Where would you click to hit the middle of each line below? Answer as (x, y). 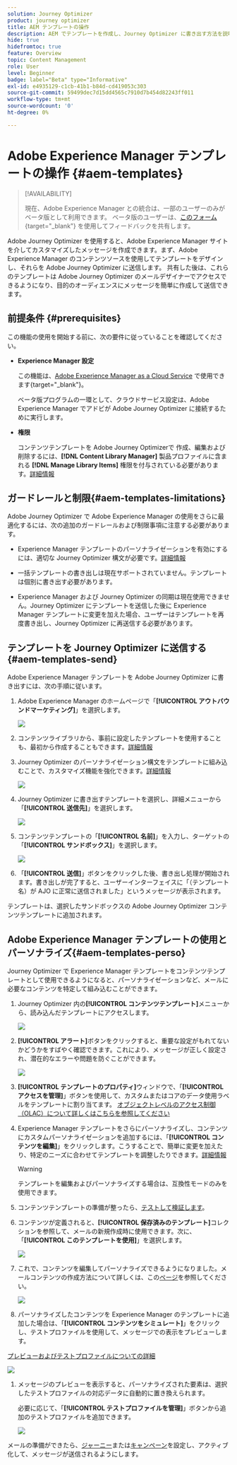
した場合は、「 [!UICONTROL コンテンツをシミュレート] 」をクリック (122, 1323)
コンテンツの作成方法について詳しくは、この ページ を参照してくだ (126, 1277)
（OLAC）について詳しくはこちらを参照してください (94, 1113)
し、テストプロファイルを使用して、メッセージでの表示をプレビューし (119, 1332)
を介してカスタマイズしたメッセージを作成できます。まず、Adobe (103, 250)
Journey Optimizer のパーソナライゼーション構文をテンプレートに (113, 762)
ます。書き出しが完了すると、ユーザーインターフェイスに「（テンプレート (123, 882)
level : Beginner (31, 73)
